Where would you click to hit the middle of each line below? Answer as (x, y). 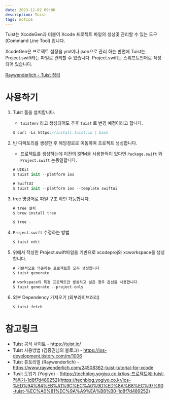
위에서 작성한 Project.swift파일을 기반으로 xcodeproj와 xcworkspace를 (84, 252)
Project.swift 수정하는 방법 (41, 232)
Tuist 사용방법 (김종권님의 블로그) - (47, 350)
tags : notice (19, 19)
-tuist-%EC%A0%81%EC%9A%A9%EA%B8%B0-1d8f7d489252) (81, 391)
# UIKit (21, 170)
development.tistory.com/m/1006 (47, 356)
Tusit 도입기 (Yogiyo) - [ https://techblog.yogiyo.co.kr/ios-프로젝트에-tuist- (89, 374)
